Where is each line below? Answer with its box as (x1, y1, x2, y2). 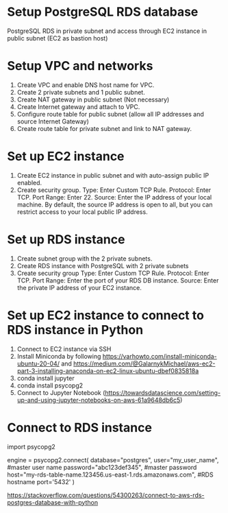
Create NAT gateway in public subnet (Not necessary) (16, 95, 170, 104)
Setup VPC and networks (7, 58, 153, 74)
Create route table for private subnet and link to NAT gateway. (16, 124, 192, 132)
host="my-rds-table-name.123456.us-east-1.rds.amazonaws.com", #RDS (7, 470, 214, 479)
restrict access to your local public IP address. (16, 207, 149, 216)
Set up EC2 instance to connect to (7, 307, 204, 323)
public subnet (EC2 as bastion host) (7, 34, 108, 42)
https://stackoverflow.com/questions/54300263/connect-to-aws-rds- (7, 491, 205, 499)
